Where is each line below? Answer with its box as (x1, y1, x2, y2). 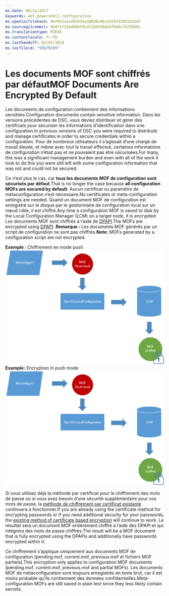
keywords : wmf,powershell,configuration (5, 13, 92, 19)
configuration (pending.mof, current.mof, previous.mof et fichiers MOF (5, 554, 152, 560)
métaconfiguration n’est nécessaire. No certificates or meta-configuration (5, 191, 157, 197)
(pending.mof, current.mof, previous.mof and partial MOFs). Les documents (5, 565, 163, 571)
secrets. (5, 586, 22, 592)
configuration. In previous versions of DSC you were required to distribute (5, 127, 158, 134)
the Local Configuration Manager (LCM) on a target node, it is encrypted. (5, 212, 157, 219)
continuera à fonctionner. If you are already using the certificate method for (5, 506, 161, 513)
